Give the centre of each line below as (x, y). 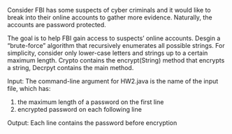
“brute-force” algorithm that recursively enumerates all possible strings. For (116, 45)
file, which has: (29, 89)
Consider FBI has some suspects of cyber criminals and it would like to (109, 10)
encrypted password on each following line (79, 109)
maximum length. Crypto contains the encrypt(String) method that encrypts (116, 60)
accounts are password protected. (57, 25)
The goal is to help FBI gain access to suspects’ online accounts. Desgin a (114, 38)
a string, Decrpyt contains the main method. (71, 68)
